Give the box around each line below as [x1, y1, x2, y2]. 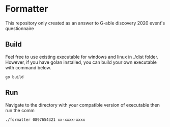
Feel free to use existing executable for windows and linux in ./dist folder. [5, 54, 159, 60]
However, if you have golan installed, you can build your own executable [5, 59, 157, 65]
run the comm [5, 107, 35, 113]
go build [5, 74, 24, 80]
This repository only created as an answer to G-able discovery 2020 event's [5, 20, 165, 26]
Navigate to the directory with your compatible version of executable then [5, 101, 160, 108]
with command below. [5, 64, 51, 70]
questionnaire [5, 25, 34, 31]
